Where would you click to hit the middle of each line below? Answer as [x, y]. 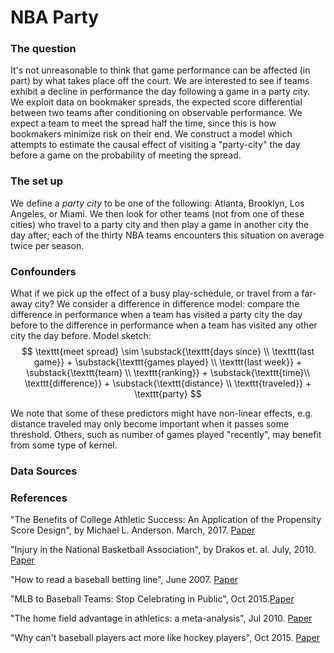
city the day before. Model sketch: [81, 336]
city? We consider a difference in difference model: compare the [167, 304]
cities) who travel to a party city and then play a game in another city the [160, 224]
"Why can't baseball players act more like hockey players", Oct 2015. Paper [165, 638]
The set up [36, 181]
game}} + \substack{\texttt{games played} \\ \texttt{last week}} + [168, 362]
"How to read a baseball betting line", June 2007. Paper [124, 580]
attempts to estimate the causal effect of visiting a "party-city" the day [155, 145]
